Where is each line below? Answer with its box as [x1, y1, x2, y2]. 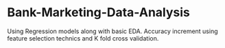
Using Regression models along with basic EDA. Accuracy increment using [7, 27, 218, 35]
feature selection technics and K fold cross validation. [7, 34, 159, 42]
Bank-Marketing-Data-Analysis [7, 5, 191, 20]
